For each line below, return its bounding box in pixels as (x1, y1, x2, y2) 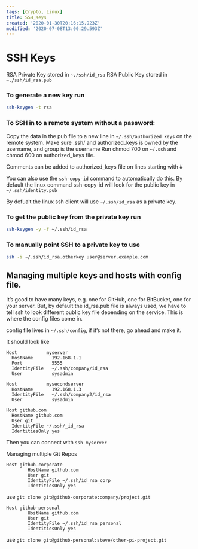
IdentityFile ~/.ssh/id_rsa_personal (28, 520, 121, 526)
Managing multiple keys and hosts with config (6, 270, 182, 281)
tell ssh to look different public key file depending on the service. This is (6, 309, 184, 316)
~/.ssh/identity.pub (6, 187, 58, 193)
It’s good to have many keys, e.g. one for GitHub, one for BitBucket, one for (6, 295, 191, 303)
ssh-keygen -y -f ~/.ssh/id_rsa (6, 226, 87, 232)
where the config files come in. (6, 315, 83, 322)
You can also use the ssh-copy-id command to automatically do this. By (6, 175, 183, 182)
